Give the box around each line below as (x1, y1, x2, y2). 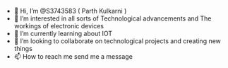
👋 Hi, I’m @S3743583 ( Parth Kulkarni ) (13, 7, 127, 15)
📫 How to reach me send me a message (13, 52, 133, 60)
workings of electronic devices (13, 22, 104, 30)
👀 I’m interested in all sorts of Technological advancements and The (13, 14, 212, 23)
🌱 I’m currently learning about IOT (13, 29, 113, 38)
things (13, 45, 33, 52)
